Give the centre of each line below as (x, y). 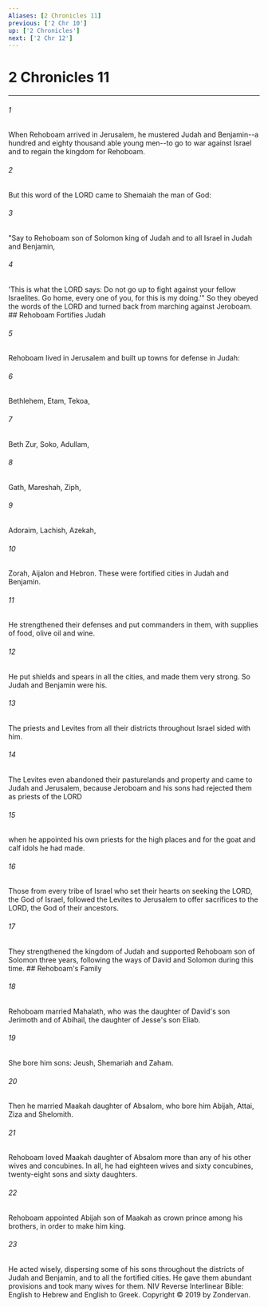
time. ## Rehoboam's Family (55, 968)
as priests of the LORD (45, 797)
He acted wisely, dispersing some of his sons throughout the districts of (126, 1269)
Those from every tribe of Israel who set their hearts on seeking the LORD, (130, 891)
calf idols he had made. (47, 848)
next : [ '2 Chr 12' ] (41, 38)
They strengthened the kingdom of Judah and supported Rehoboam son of (132, 951)
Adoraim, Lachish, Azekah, (52, 530)
